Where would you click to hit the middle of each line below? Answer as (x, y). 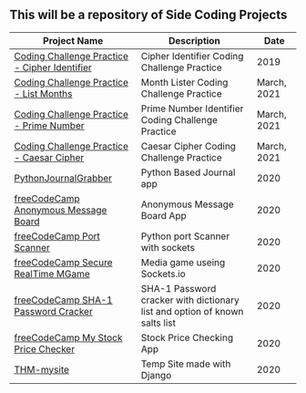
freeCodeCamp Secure (63, 262)
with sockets (168, 247)
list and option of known (192, 311)
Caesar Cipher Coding (189, 146)
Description (194, 40)
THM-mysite (42, 369)
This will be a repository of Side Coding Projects (148, 15)
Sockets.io (163, 274)
